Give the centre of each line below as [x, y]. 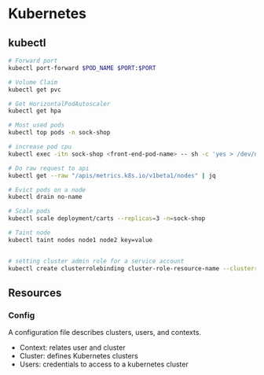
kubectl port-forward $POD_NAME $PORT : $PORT [82, 68]
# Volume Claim [33, 82]
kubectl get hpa [35, 111]
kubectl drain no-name [45, 197]
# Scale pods [29, 211]
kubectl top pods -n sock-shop [59, 133]
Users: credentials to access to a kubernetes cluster [104, 364]
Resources [35, 293]
